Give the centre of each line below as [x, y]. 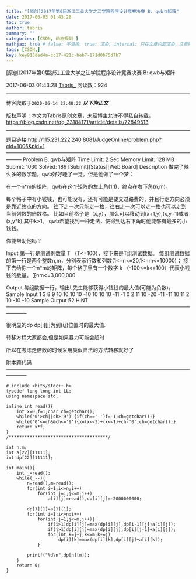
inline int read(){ [30, 406]
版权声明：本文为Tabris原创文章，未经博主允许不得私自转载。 [80, 115]
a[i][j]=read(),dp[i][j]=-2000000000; [95, 499]
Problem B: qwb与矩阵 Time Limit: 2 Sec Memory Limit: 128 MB [99, 159]
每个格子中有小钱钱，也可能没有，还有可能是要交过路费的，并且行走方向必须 [98, 199]
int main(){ [20, 468]
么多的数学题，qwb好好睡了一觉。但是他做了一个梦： [70, 174]
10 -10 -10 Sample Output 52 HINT [47, 300]
